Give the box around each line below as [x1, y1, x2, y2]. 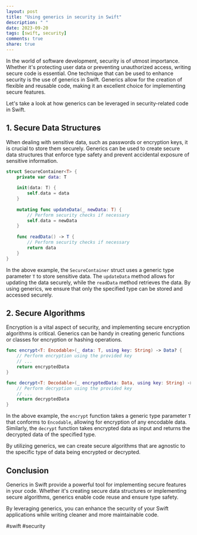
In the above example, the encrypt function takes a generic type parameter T [6, 413, 191, 420]
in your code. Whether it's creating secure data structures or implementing [6, 487, 186, 494]
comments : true [6, 36, 43, 42]
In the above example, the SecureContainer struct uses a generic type [6, 266, 174, 273]
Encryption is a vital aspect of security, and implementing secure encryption [6, 323, 191, 331]
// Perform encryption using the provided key [16, 353, 133, 359]
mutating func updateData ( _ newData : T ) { [16, 206, 122, 213]
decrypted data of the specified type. [6, 431, 97, 438]
